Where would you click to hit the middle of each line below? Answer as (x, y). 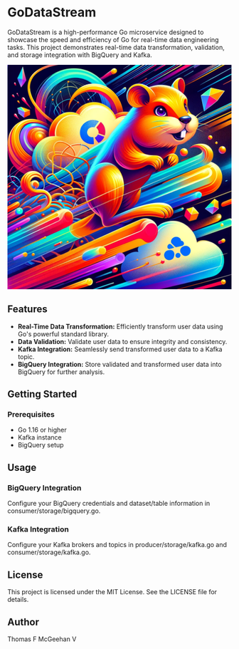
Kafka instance (39, 437)
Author (23, 622)
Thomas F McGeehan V (42, 639)
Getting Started (42, 394)
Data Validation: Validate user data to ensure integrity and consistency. (122, 341)
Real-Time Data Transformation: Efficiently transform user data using (120, 326)
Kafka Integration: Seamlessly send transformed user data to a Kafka (120, 349)
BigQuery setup (41, 445)
